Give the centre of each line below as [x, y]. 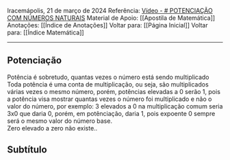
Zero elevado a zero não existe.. [52, 128]
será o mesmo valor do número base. [60, 121]
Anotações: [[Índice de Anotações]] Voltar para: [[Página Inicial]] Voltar [107, 25]
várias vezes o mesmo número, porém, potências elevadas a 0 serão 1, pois [114, 91]
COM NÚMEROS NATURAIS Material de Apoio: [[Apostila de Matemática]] [111, 18]
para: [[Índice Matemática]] [46, 32]
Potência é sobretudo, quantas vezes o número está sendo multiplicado [108, 77]
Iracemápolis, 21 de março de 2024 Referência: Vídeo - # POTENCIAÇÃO [110, 11]
